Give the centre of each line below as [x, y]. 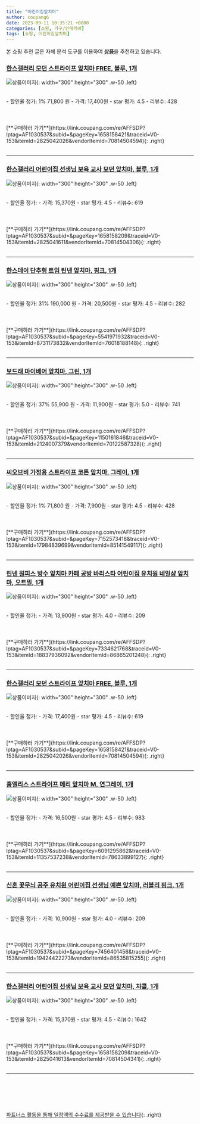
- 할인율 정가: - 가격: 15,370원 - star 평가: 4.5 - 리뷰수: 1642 [76, 1020]
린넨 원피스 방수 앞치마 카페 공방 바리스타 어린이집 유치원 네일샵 [91, 574]
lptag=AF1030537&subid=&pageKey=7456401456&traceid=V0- [84, 951]
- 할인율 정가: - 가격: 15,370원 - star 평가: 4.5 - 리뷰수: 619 [75, 203]
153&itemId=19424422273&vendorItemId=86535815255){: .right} [86, 958]
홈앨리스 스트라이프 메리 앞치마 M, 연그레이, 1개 [70, 784]
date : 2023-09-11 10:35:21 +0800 [48, 23]
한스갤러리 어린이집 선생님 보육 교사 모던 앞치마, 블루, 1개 [82, 169]
